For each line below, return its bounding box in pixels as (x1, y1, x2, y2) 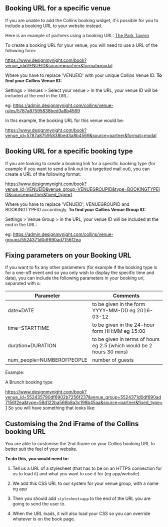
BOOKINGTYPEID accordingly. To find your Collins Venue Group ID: (5, 206, 146, 212)
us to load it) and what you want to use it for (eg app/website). (12, 471, 141, 477)
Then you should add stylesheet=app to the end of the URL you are (12, 495, 151, 501)
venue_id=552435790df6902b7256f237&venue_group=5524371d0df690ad (5, 394, 161, 401)
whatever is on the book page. (12, 516, 75, 522)
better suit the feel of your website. (5, 446, 77, 452)
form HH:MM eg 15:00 (92, 328, 146, 335)
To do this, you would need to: (5, 456, 69, 462)
